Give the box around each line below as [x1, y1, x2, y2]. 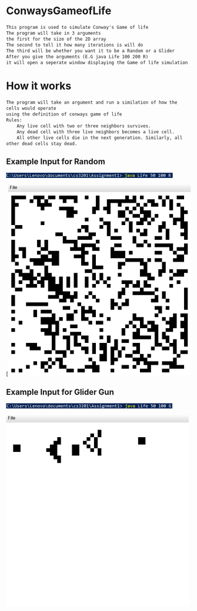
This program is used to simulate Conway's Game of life [6, 24, 149, 30]
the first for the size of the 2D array [6, 36, 107, 42]
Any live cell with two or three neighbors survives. [16, 123, 151, 129]
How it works [6, 80, 72, 93]
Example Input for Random [6, 157, 106, 167]
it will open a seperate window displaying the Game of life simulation [6, 60, 188, 65]
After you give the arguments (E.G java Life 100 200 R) [6, 54, 149, 60]
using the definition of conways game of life [6, 111, 122, 117]
